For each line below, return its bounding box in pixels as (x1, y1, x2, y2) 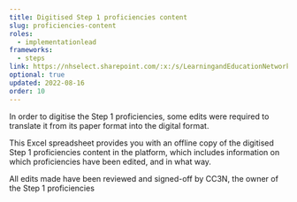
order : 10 (9, 86, 46, 95)
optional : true (9, 71, 65, 79)
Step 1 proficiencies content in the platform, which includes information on (9, 146, 280, 157)
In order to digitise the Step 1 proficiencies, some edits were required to (9, 111, 270, 122)
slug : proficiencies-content (9, 21, 117, 30)
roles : (9, 29, 34, 38)
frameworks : (9, 46, 53, 55)
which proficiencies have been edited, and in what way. (9, 156, 212, 167)
